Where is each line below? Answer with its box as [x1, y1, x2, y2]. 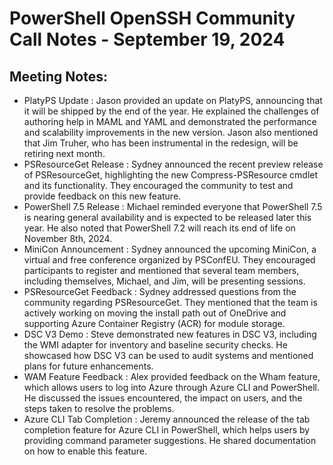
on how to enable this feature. [23, 445, 147, 457]
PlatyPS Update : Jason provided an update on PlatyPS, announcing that [23, 95, 323, 106]
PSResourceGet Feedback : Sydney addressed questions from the [23, 286, 297, 297]
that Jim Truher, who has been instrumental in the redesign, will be [23, 137, 299, 149]
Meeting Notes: [9, 68, 108, 85]
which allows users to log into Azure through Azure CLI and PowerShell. [23, 382, 321, 393]
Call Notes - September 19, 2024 [9, 28, 286, 51]
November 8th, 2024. [23, 233, 113, 244]
